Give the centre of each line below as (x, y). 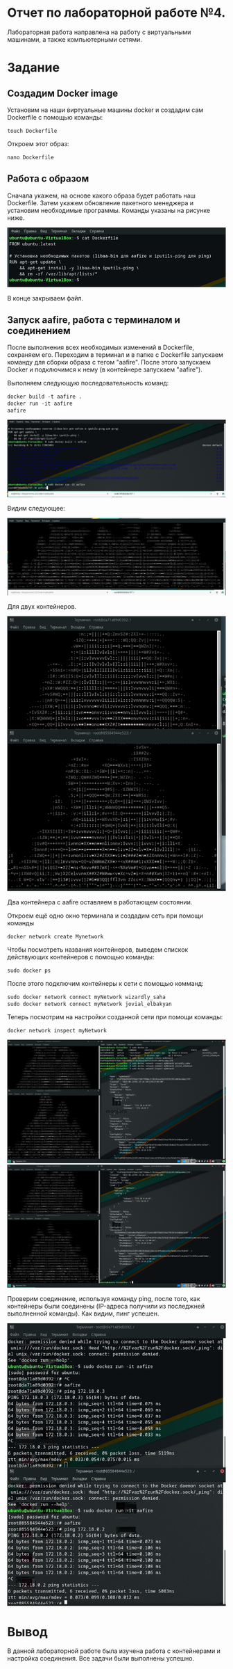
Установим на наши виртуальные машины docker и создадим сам (105, 110)
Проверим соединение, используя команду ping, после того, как (104, 1299)
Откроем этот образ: (38, 143)
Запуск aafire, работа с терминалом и (94, 320)
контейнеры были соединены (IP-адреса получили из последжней (106, 1307)
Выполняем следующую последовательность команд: (88, 383)
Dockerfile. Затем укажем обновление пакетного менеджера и (101, 202)
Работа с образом (48, 179)
